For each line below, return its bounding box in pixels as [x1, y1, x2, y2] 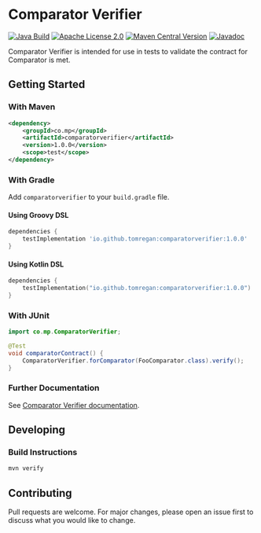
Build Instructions [8, 447, 78, 458]
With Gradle [8, 175, 55, 186]
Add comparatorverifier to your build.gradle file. [8, 193, 170, 202]
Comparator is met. [8, 55, 71, 64]
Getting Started [8, 78, 86, 91]
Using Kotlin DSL [8, 259, 64, 269]
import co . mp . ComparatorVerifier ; [8, 328, 122, 336]
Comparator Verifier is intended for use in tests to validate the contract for [8, 46, 248, 56]
